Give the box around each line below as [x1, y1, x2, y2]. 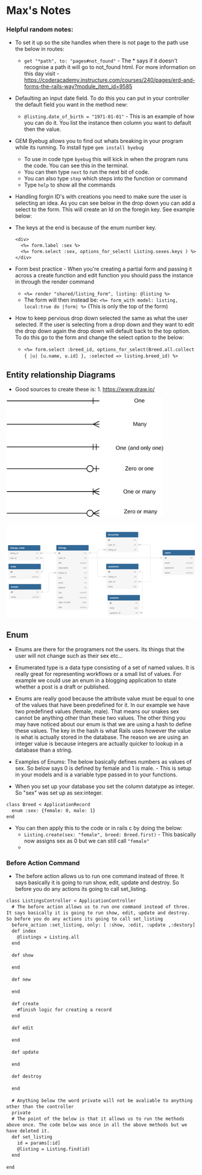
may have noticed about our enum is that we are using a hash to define [14, 721, 192, 728]
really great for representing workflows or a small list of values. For [14, 670, 182, 678]
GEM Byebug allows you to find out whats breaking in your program [14, 137, 183, 145]
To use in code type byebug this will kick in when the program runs [24, 156, 189, 163]
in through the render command [14, 278, 95, 285]
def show [11, 952, 34, 959]
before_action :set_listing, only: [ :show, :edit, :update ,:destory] [11, 922, 196, 928]
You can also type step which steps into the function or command [24, 175, 188, 182]
